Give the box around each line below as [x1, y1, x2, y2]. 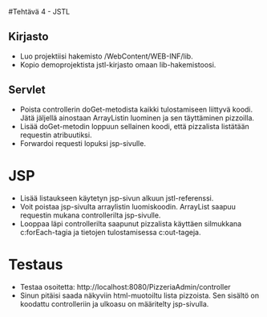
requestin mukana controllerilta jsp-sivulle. [19, 210, 161, 220]
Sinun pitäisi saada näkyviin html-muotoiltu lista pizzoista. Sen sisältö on [19, 291, 259, 300]
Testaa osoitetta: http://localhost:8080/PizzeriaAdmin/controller [19, 282, 231, 291]
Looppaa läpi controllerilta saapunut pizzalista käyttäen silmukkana [19, 218, 242, 228]
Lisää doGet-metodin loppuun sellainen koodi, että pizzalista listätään [19, 121, 250, 131]
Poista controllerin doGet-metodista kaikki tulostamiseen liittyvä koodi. [19, 104, 253, 114]
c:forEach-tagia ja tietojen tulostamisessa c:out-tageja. [19, 227, 202, 237]
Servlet [8, 83, 46, 97]
